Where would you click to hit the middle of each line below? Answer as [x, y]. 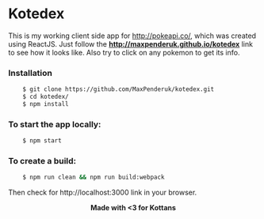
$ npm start [42, 141]
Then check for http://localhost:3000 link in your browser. [103, 193]
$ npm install [46, 104]
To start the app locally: [55, 124]
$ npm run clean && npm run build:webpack [94, 177]
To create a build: [42, 160]
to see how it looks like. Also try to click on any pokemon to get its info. [124, 52]
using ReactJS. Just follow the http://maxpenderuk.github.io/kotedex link [131, 43]
